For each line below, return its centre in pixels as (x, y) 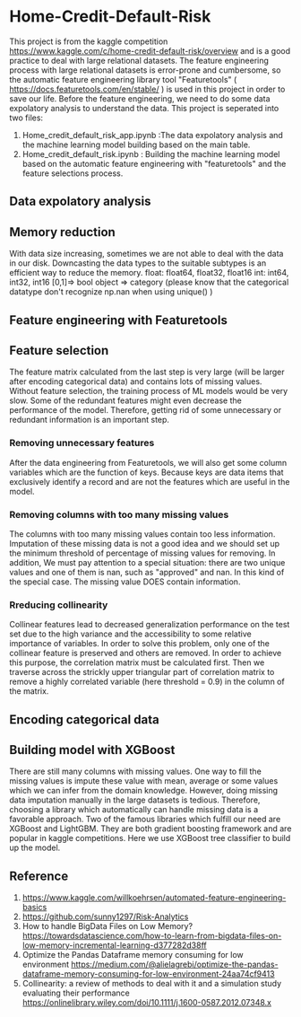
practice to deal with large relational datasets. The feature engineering (139, 60)
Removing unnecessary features (82, 443)
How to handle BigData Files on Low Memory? (107, 926)
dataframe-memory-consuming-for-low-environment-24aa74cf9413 (148, 974)
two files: (26, 118)
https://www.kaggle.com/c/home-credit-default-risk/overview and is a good (150, 50)
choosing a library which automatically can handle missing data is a (134, 810)
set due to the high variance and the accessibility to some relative (131, 634)
